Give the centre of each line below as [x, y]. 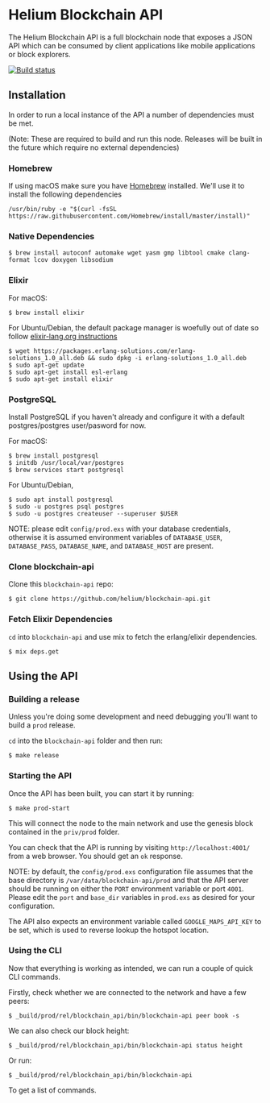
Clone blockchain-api [51, 566]
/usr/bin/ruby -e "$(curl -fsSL [62, 209]
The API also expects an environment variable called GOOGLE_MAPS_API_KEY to [135, 921]
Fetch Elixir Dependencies [60, 620]
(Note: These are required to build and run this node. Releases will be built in [135, 139]
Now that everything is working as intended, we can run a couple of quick [131, 968]
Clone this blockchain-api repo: [61, 584]
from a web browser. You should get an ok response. [96, 856]
